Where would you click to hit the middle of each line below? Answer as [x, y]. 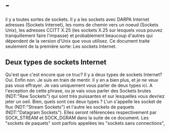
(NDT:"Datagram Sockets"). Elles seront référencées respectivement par [81, 112]
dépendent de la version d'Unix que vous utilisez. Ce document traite [78, 41]
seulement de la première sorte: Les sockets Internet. [61, 46]
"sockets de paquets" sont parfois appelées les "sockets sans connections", [85, 123]
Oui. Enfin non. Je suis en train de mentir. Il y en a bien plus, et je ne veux [82, 80]
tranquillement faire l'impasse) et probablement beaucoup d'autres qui [79, 36]
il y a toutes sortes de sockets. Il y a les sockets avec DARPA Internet [77, 19]
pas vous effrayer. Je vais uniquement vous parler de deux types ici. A [79, 85]
